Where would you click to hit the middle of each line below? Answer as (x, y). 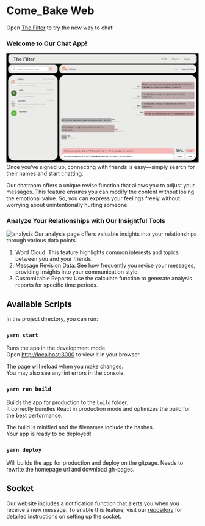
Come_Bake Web (50, 11)
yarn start (22, 335)
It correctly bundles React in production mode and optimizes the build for (98, 408)
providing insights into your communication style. (77, 272)
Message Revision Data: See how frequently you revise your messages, (105, 265)
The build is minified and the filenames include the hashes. (80, 427)
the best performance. (34, 415)
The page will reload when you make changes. (65, 366)
